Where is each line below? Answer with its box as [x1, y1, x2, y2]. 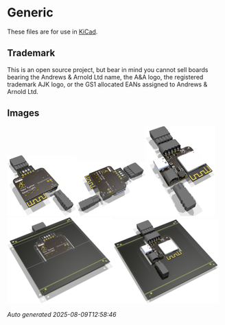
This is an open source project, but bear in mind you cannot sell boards [7, 65, 209, 73]
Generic [7, 5, 54, 21]
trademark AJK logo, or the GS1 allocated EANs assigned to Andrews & [7, 80, 208, 88]
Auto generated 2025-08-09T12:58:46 [7, 311, 117, 319]
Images [7, 108, 40, 119]
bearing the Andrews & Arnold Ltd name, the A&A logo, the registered [7, 73, 204, 81]
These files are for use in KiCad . [7, 27, 98, 36]
